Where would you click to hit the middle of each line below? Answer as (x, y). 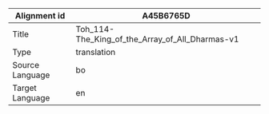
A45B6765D (166, 16)
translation (96, 52)
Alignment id (40, 16)
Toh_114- (95, 29)
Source (26, 65)
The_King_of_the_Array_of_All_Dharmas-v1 (157, 39)
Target (25, 88)
